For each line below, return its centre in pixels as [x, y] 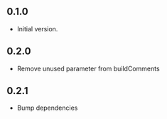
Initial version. [37, 29]
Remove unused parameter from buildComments [88, 68]
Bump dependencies [47, 108]
